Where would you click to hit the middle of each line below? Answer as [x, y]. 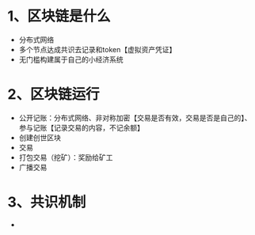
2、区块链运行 [53, 95]
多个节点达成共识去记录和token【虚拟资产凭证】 [97, 49]
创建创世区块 [40, 137]
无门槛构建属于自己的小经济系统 [71, 59]
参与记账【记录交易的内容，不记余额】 [81, 127]
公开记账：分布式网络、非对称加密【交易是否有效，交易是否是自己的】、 [135, 117]
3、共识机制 [47, 202]
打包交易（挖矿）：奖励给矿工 [66, 157]
